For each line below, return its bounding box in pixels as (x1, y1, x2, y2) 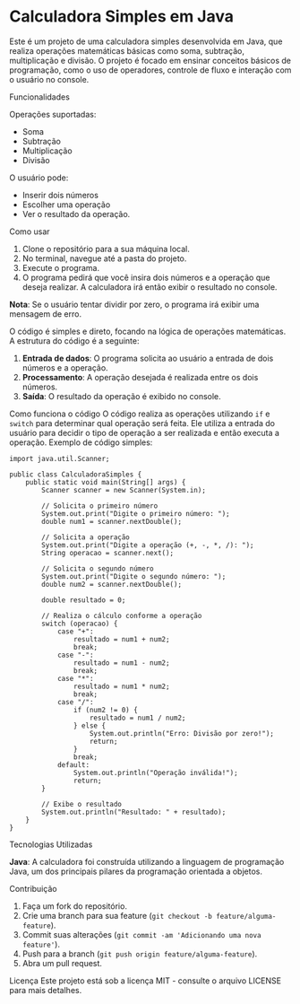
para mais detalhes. (9, 984, 82, 995)
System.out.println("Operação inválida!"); (73, 768, 239, 777)
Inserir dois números (21, 189, 99, 200)
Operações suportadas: (9, 109, 97, 119)
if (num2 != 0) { (73, 705, 139, 714)
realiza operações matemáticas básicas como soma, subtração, (9, 45, 244, 56)
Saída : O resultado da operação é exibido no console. (21, 390, 221, 401)
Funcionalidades (9, 92, 70, 102)
